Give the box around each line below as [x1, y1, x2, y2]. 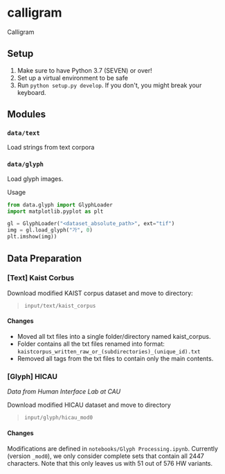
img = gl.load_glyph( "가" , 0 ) [7, 227, 93, 234]
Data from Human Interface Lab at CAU [7, 387, 121, 396]
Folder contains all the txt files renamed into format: [17, 340, 165, 348]
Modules [7, 109, 46, 121]
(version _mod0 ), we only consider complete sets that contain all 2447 [7, 452, 204, 460]
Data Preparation [7, 252, 82, 264]
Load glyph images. [7, 175, 64, 183]
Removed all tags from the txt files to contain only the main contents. [17, 355, 214, 362]
